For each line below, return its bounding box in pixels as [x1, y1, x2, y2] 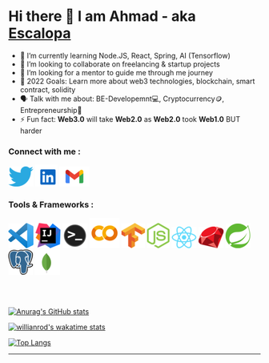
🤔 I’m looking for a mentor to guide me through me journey [19, 67, 214, 77]
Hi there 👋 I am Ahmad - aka [8, 7, 196, 26]
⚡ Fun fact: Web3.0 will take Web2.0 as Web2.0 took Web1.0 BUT [19, 114, 241, 123]
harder [19, 126, 42, 135]
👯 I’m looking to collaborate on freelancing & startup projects [19, 59, 220, 69]
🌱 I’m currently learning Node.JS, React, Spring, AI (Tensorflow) [19, 50, 231, 60]
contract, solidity [19, 84, 76, 95]
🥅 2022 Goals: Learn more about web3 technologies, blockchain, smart [19, 76, 255, 86]
